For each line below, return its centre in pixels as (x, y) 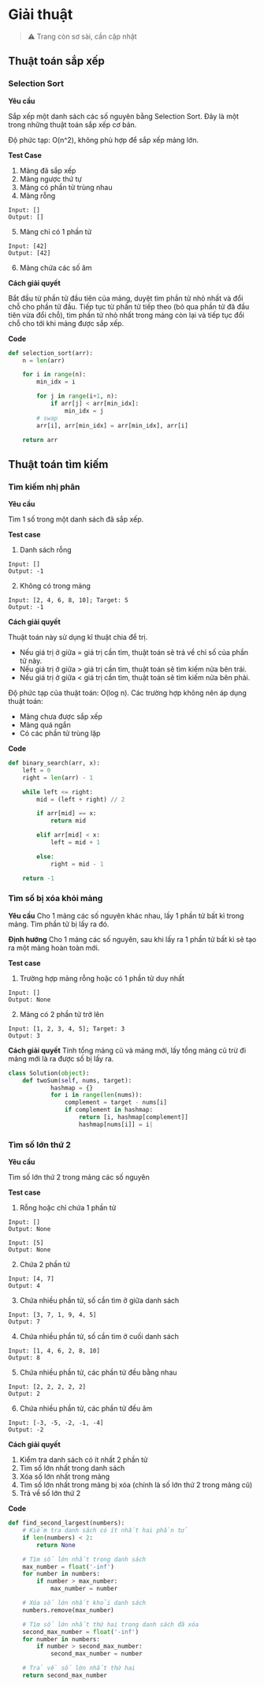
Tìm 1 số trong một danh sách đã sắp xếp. (76, 519)
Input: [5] (26, 1243)
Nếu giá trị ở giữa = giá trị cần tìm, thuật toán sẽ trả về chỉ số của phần (134, 653)
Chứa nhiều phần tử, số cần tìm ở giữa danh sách (99, 1300)
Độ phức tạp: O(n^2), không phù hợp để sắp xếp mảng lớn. (104, 140)
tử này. (31, 661)
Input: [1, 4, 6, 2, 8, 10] (54, 1351)
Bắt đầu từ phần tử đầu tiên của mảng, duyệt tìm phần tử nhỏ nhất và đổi (126, 298)
